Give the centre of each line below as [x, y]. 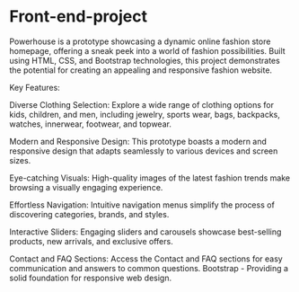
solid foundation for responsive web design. [91, 278]
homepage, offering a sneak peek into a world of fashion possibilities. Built [147, 50]
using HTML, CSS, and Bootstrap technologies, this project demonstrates [145, 60]
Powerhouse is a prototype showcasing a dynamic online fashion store [140, 41]
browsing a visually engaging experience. [86, 187]
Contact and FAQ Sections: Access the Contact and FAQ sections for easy [146, 259]
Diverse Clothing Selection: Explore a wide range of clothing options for [142, 104]
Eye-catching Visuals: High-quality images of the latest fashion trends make [150, 178]
